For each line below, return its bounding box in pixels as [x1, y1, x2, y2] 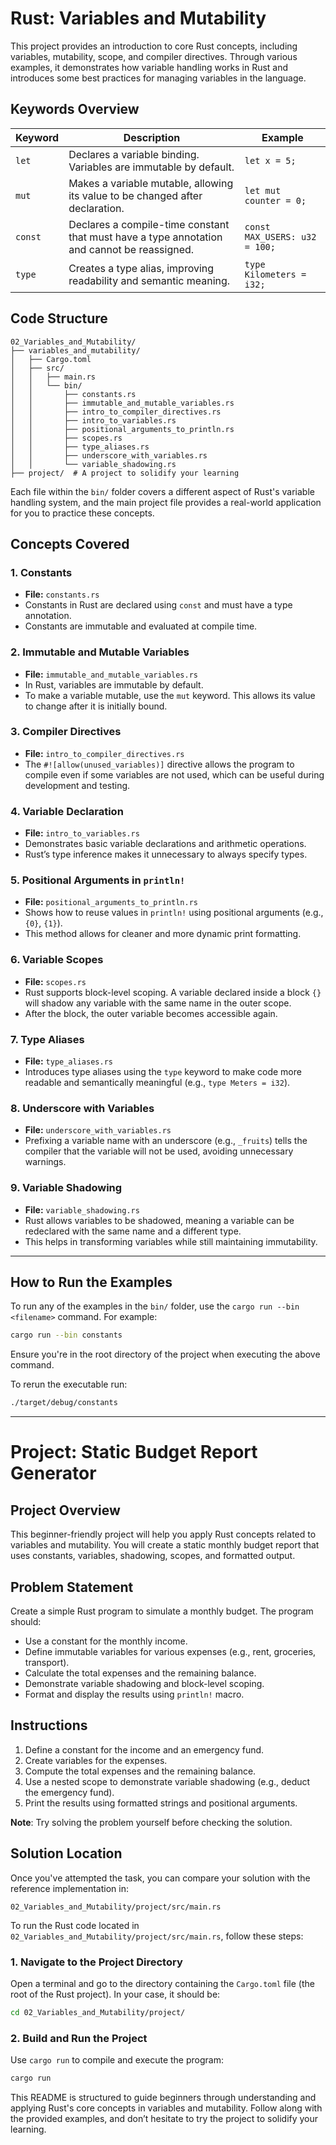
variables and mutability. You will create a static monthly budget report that [10, 1539, 320, 1551]
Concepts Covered [10, 535, 130, 552]
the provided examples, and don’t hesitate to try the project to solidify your [10, 2112, 319, 2124]
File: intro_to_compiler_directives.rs [24, 747, 185, 759]
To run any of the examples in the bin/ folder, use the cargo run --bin [10, 1300, 300, 1312]
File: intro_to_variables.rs [24, 827, 140, 839]
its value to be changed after [68, 188, 203, 202]
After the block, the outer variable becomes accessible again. [24, 1007, 278, 1019]
